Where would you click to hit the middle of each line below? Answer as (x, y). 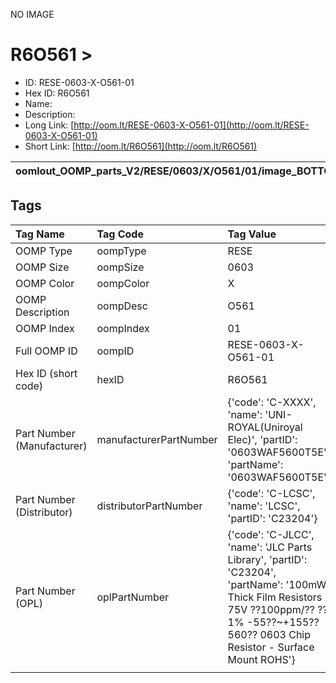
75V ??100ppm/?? (271, 609)
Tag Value (252, 234)
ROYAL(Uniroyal (265, 427)
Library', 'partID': (267, 559)
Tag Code (120, 234)
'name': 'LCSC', (264, 506)
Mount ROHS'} (261, 659)
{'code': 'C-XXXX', (272, 402)
